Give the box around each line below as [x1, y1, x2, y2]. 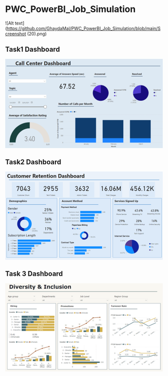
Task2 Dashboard [5, 158, 61, 166]
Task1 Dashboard [5, 45, 60, 54]
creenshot [5, 31, 26, 37]
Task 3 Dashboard [5, 269, 63, 278]
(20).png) [27, 31, 47, 37]
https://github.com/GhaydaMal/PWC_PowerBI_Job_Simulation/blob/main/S [6, 25, 161, 31]
